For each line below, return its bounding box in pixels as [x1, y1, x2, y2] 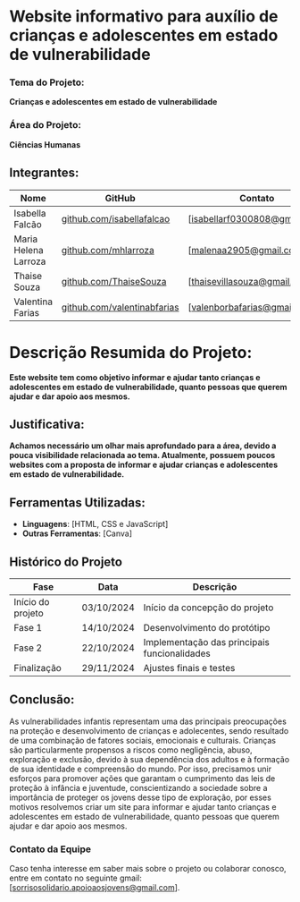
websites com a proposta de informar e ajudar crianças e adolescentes [9, 459, 279, 471]
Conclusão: [9, 692, 75, 708]
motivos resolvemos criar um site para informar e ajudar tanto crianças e [9, 801, 277, 812]
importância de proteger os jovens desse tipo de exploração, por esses [9, 792, 272, 803]
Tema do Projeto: [9, 76, 85, 89]
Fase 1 [13, 621, 43, 634]
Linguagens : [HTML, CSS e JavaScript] [21, 519, 169, 530]
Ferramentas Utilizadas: [9, 495, 146, 510]
